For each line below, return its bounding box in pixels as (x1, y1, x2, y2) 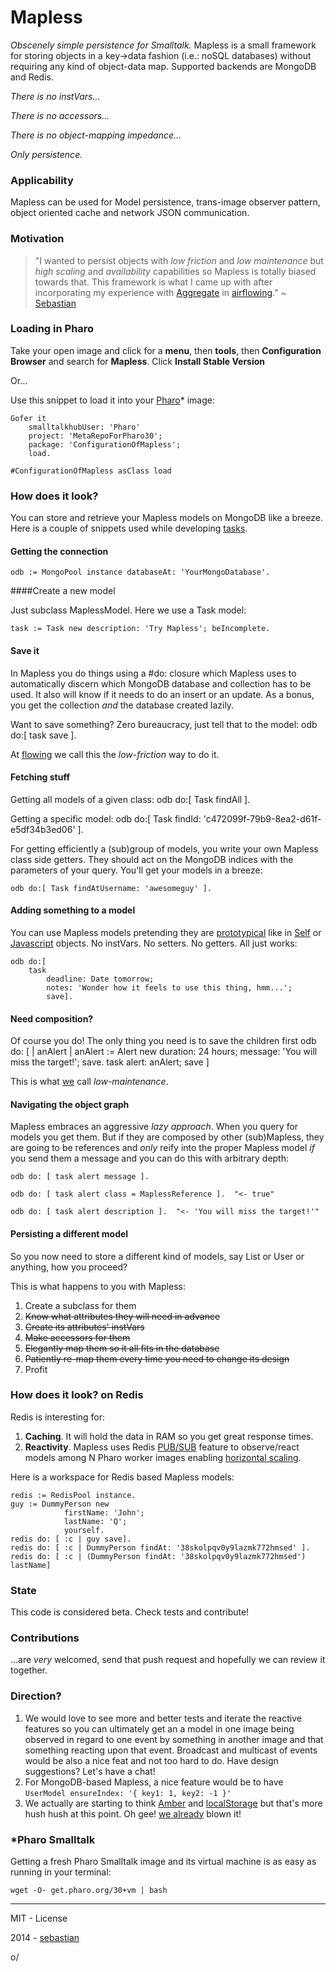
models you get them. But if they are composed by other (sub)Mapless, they (10, 1131, 325, 1143)
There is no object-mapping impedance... (10, 129, 182, 141)
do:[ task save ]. (10, 729, 77, 741)
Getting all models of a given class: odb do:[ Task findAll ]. (10, 793, 251, 805)
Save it (10, 644, 40, 656)
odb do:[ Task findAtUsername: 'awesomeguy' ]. (10, 883, 213, 893)
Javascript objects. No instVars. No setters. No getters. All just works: (10, 937, 298, 949)
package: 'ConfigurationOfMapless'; (28, 439, 182, 450)
